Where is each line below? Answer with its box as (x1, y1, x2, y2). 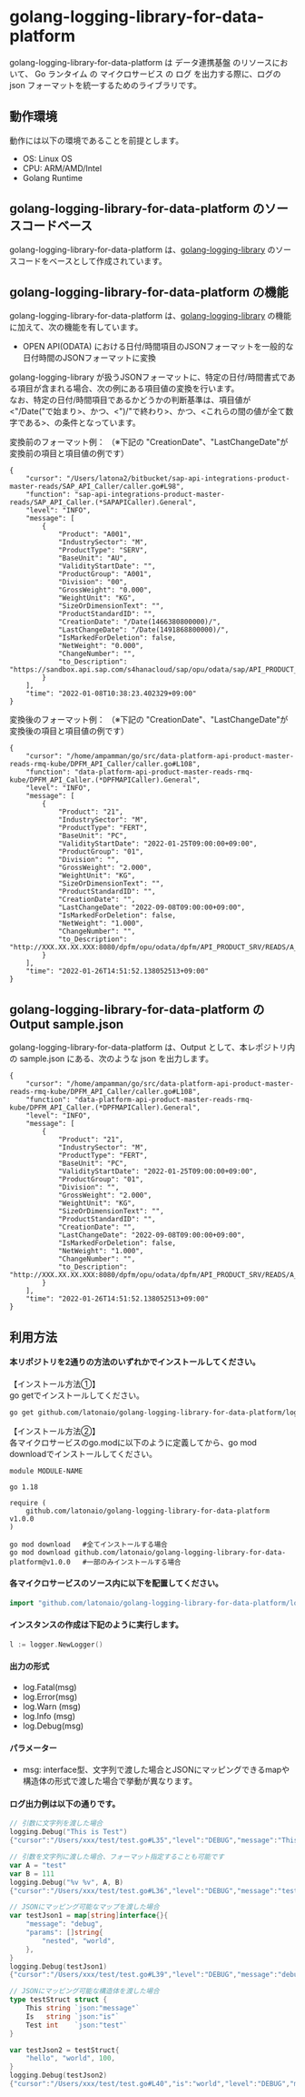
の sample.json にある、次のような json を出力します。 (9, 1053, 213, 1064)
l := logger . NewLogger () (9, 1640, 103, 1649)
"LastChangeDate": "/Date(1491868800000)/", (57, 625, 230, 634)
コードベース (21, 218, 93, 234)
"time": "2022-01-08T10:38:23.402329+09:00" (25, 689, 197, 698)
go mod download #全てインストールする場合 (9, 1540, 168, 1549)
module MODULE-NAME (9, 1466, 84, 1475)
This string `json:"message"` (25, 2004, 141, 2013)
